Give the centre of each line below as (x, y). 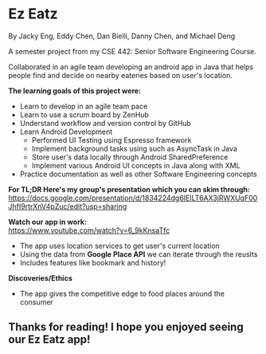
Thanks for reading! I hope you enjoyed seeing (126, 327)
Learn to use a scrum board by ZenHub (84, 114)
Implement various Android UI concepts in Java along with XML (136, 165)
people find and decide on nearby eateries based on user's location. (120, 75)
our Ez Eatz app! (49, 340)
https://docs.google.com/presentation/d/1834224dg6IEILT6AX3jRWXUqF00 (133, 198)
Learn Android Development (66, 132)
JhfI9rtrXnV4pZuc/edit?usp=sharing (68, 206)
